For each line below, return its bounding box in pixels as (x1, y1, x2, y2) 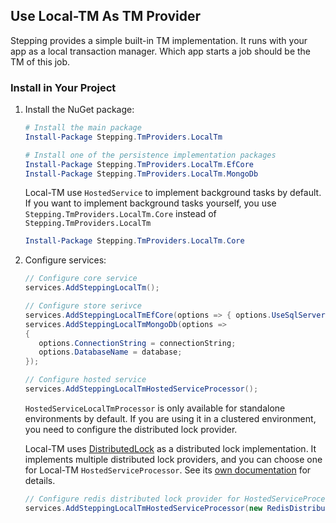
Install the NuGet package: (24, 104, 135, 116)
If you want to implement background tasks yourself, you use (24, 197, 277, 209)
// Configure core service (24, 274, 138, 284)
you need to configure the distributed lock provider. (24, 423, 238, 435)
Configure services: (24, 254, 107, 266)
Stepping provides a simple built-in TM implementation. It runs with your (10, 34, 308, 46)
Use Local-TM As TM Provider (10, 8, 202, 25)
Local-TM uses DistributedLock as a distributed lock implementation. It (24, 442, 317, 454)
